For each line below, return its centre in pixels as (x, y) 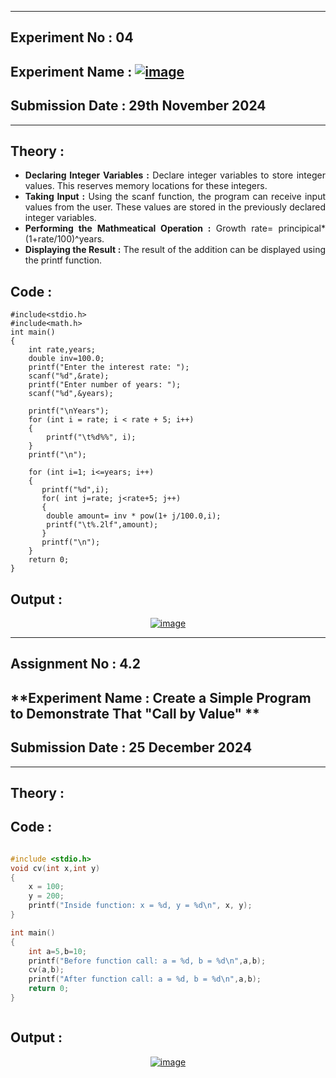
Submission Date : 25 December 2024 (131, 747)
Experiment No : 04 (72, 37)
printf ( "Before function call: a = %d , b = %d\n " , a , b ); (147, 961)
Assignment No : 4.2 (75, 664)
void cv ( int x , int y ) (55, 868)
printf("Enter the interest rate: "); (109, 367)
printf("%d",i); (75, 490)
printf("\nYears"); (69, 411)
